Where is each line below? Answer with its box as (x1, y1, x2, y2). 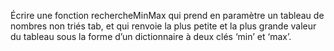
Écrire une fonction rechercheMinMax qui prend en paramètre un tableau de (10, 10, 325, 21)
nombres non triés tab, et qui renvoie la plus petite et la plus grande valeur (10, 20, 317, 32)
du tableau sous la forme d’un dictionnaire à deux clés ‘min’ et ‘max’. (10, 31, 292, 42)
